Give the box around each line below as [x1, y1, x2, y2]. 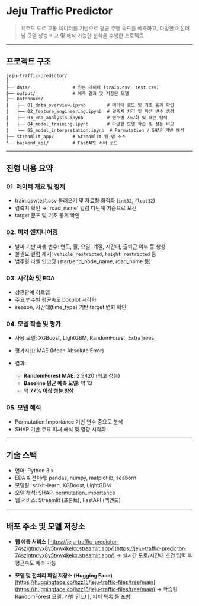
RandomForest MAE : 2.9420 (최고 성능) [23, 373, 120, 380]
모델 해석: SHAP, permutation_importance [14, 489, 115, 497]
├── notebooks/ [6, 96, 44, 102]
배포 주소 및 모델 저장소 [6, 521, 86, 531]
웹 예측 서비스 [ [14, 538, 50, 545]
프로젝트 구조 [6, 56, 52, 67]
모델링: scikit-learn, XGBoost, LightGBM [14, 482, 111, 489]
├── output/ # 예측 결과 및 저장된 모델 [6, 90, 129, 96]
